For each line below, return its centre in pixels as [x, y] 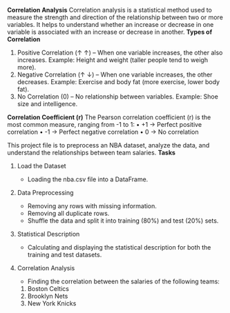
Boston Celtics [48, 289]
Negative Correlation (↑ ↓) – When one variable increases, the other [115, 74]
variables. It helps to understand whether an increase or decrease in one [111, 24]
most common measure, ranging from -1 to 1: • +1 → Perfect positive [105, 124]
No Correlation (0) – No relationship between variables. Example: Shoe [118, 97]
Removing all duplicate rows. [68, 213]
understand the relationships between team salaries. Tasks [92, 152]
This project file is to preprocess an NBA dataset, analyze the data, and [108, 145]
